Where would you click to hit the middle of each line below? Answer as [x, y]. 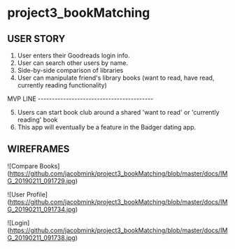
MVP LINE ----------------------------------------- [80, 99]
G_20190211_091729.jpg [41, 180]
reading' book [37, 120]
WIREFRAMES [38, 149]
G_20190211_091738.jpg [41, 237]
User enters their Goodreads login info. [73, 55]
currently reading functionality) [62, 85]
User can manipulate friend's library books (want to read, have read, [116, 78]
